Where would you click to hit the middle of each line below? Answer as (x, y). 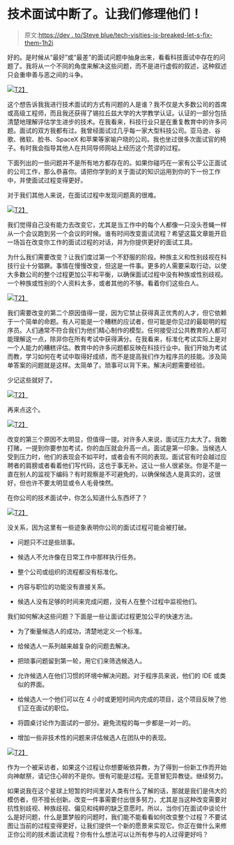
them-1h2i (39, 43)
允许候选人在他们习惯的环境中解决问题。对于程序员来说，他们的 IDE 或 (118, 675)
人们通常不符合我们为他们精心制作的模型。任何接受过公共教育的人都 (123, 330)
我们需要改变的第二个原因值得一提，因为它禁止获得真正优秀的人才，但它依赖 (117, 313)
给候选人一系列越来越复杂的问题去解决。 (75, 645)
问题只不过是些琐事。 (48, 542)
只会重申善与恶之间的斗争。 (47, 75)
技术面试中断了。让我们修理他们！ (105, 14)
